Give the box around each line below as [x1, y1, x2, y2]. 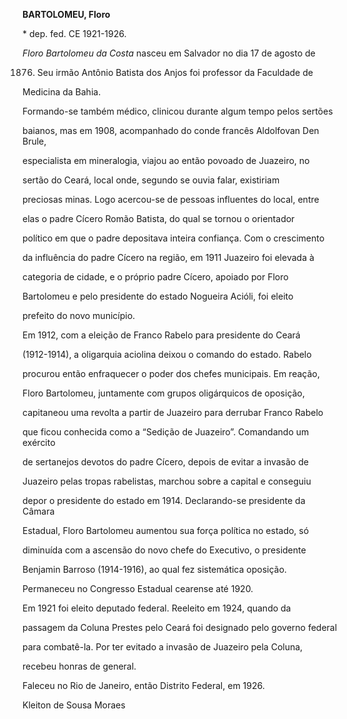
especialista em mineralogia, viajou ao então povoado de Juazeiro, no [22, 155, 310, 166]
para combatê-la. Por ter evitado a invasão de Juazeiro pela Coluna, [22, 641, 304, 653]
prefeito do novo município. [22, 310, 136, 321]
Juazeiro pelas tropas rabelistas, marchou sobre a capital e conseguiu [22, 475, 312, 487]
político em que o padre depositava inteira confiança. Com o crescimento [22, 232, 325, 244]
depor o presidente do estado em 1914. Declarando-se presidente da [22, 495, 306, 506]
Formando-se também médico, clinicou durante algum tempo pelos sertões [22, 105, 334, 117]
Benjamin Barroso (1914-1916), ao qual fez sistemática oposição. [22, 564, 287, 575]
